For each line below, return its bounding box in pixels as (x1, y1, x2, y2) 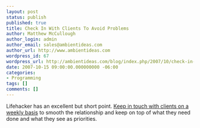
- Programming (6, 75, 42, 81)
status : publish (6, 14, 46, 20)
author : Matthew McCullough (6, 31, 76, 37)
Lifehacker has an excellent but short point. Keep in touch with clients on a (6, 102, 189, 110)
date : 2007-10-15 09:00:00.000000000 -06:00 (6, 64, 118, 70)
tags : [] (6, 81, 28, 87)
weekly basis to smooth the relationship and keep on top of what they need (6, 108, 190, 116)
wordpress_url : (6, 58, 44, 64)
